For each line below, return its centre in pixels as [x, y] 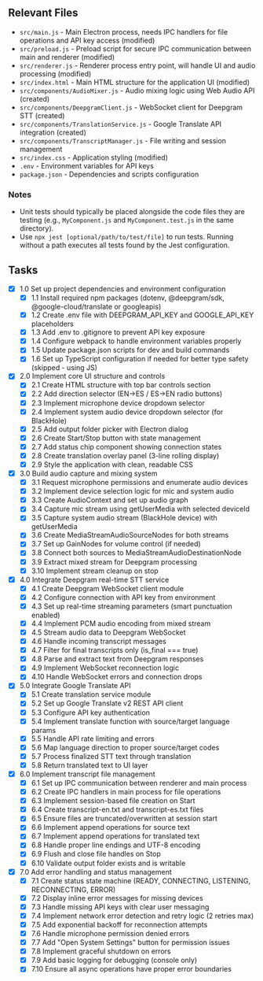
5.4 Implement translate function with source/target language [130, 721]
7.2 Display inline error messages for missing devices [117, 898]
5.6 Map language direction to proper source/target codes [125, 747]
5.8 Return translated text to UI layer [89, 765]
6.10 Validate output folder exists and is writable [108, 863]
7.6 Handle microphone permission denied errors [110, 933]
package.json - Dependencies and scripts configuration [109, 174]
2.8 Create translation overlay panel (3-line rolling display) [125, 455]
